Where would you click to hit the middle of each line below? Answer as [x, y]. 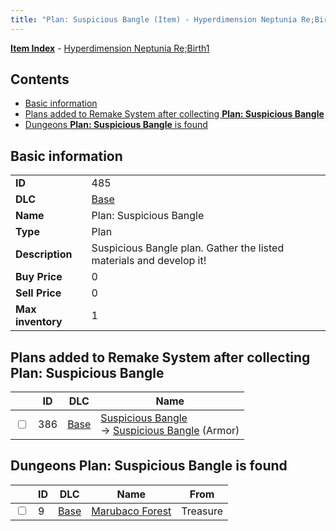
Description [44, 254]
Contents [40, 79]
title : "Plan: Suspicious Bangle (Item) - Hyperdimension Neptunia [154, 19]
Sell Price [38, 293]
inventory [39, 322]
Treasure [202, 511]
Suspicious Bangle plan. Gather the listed [188, 248]
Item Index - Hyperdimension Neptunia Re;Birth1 [110, 48]
